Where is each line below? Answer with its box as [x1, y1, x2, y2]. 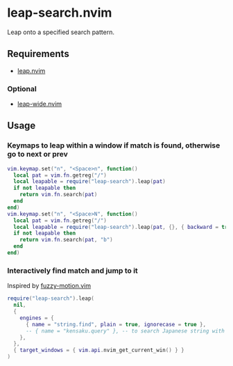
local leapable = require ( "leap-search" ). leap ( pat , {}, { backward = [13, 223, 219, 230]
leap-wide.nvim [17, 100, 62, 109]
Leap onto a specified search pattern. [7, 28, 114, 36]
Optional [7, 83, 37, 93]
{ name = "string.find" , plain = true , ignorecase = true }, [25, 321, 207, 328]
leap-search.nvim [7, 5, 112, 21]
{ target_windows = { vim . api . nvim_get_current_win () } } [13, 347, 185, 354]
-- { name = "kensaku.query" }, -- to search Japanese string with [25, 327, 225, 335]
